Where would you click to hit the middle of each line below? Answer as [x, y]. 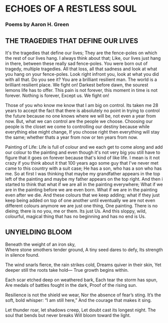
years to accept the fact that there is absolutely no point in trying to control [82, 111]
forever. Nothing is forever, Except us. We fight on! [57, 95]
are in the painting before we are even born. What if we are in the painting [81, 189]
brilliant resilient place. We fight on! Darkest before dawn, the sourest [77, 85]
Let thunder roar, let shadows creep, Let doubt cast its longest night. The [81, 310]
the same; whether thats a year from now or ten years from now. [72, 137]
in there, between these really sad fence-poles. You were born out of [76, 63]
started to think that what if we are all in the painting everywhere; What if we [84, 184]
